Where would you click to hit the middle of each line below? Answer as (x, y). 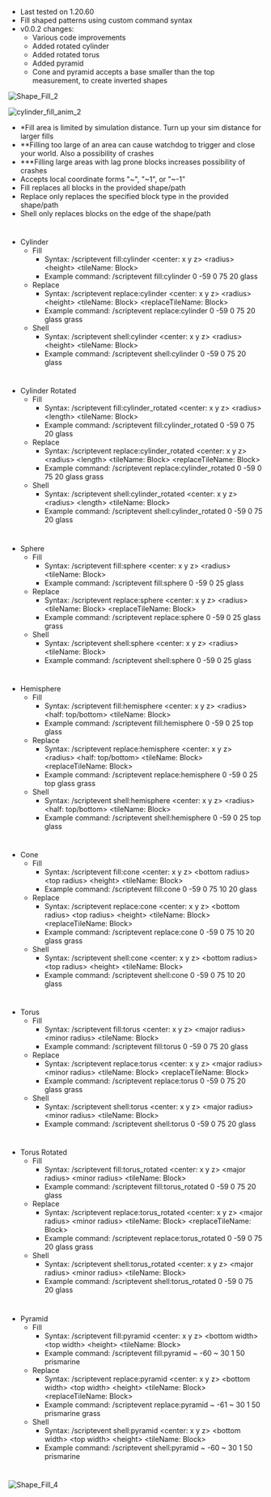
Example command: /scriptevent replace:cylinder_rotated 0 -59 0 (153, 468)
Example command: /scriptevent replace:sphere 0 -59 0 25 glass (152, 617)
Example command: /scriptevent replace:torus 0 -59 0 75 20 (145, 1081)
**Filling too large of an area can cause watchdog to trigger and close (138, 145)
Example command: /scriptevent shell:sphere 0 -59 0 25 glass (148, 660)
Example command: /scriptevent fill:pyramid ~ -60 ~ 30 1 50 (144, 1353)
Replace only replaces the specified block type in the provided (124, 196)
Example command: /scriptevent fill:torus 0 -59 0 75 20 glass (146, 1047)
